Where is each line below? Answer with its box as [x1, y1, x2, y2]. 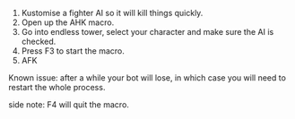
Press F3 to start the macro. [21, 46, 125, 56]
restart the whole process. [8, 82, 106, 92]
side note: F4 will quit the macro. [8, 99, 129, 110]
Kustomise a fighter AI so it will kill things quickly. [21, 8, 204, 18]
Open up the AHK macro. [21, 17, 115, 28]
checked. [21, 36, 56, 47]
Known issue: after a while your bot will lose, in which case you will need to [8, 72, 286, 83]
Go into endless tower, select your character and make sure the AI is [21, 27, 274, 37]
